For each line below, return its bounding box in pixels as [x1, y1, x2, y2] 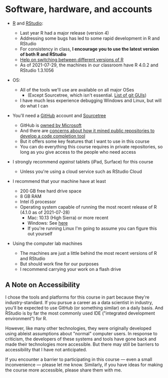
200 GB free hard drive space [20, 187, 82, 194]
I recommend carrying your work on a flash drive [20, 266, 121, 272]
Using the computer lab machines [12, 240, 83, 246]
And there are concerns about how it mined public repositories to [20, 127, 155, 134]
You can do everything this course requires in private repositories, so [20, 143, 163, 149]
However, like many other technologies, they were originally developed [5, 325, 151, 331]
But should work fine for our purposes [20, 260, 99, 267]
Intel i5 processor [20, 199, 56, 205]
